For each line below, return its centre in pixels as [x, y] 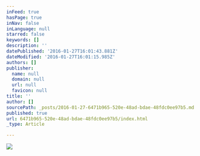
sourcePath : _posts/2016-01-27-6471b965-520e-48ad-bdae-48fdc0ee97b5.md [100, 107]
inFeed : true [23, 12]
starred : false [26, 34]
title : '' [19, 96]
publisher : [20, 68]
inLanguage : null [28, 29]
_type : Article [26, 125]
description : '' [27, 46]
